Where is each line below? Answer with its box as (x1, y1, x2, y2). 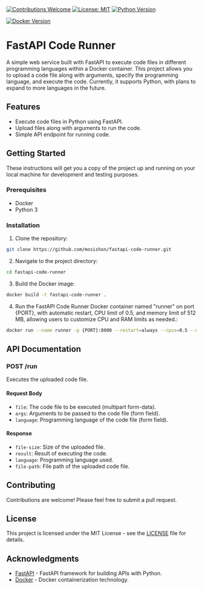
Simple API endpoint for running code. (14, 131, 111, 138)
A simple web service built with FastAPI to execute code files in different (6, 58, 186, 66)
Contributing (6, 480, 56, 490)
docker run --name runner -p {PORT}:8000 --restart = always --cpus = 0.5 (6, 327, 188, 333)
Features (6, 102, 40, 112)
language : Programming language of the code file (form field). (14, 416, 169, 423)
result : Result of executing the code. (14, 449, 108, 457)
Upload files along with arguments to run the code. (14, 124, 142, 131)
